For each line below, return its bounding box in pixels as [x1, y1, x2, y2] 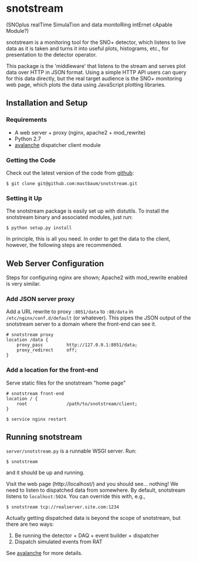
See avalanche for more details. [6, 550, 83, 557]
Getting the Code [6, 156, 56, 164]
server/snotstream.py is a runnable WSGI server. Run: [6, 447, 137, 455]
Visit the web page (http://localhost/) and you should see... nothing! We [6, 481, 179, 488]
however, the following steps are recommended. [6, 242, 123, 249]
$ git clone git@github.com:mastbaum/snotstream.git [6, 180, 138, 186]
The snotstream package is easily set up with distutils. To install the [6, 207, 169, 215]
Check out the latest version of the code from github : [6, 169, 134, 176]
